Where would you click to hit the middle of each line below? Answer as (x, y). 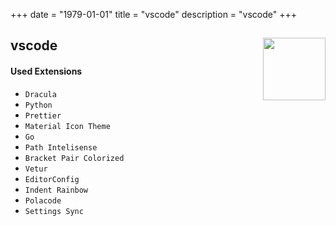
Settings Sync (54, 211)
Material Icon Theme (67, 126)
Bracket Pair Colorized (74, 158)
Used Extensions (46, 71)
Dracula (40, 94)
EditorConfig (52, 179)
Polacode (43, 200)
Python (38, 105)
